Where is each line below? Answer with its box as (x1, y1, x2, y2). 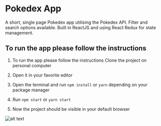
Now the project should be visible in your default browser (12, 106, 130, 112)
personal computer (12, 62, 52, 68)
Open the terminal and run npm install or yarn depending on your (12, 82, 148, 87)
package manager (12, 87, 50, 93)
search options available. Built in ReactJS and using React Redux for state (5, 24, 157, 30)
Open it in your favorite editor (12, 72, 73, 78)
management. (5, 30, 34, 36)
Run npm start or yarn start (12, 96, 71, 102)
